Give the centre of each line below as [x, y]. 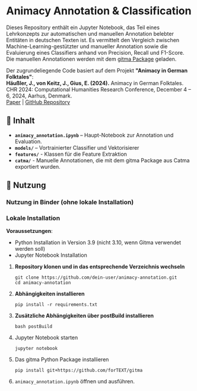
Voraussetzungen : [30, 231]
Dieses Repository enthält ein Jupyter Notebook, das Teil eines [83, 27]
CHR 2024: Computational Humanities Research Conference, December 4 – [99, 89]
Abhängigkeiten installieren [50, 294]
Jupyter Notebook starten [46, 338]
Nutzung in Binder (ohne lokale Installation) [70, 202]
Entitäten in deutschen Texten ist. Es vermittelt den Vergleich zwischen [93, 40]
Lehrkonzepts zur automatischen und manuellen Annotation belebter [90, 33]
